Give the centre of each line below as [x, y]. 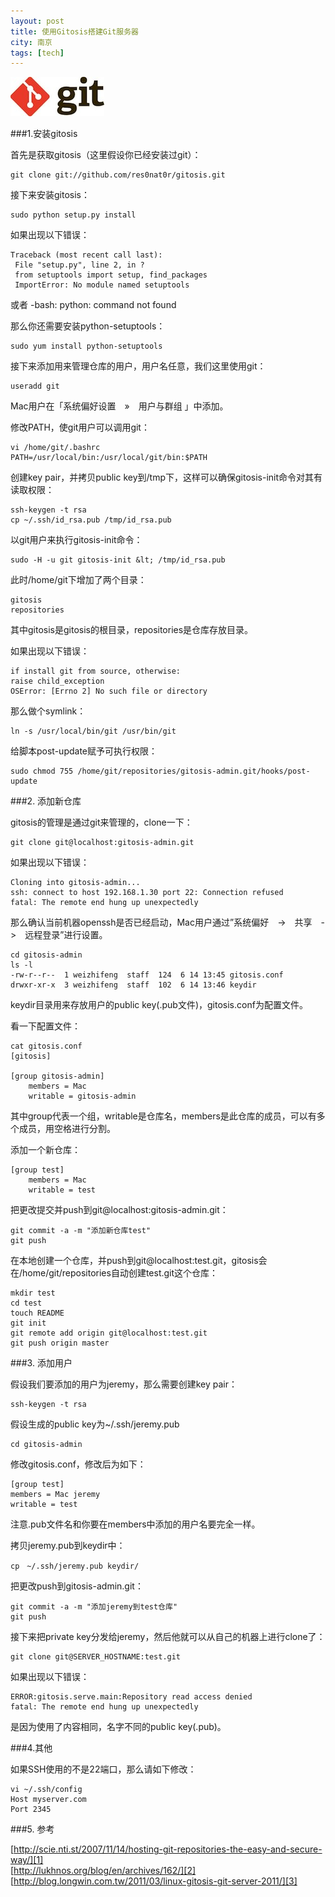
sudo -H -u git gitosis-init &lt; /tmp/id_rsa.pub [118, 560]
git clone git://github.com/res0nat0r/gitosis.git [118, 175]
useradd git [35, 386]
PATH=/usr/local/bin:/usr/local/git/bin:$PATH [109, 458]
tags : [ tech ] [37, 53]
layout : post [37, 21]
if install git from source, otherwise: [96, 671]
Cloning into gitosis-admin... [75, 883]
